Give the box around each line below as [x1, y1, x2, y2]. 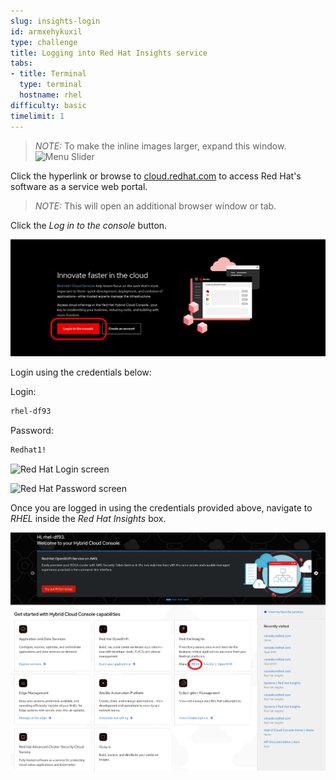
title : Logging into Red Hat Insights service [10, 48, 208, 58]
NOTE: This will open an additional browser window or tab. [34, 200, 277, 212]
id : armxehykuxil [10, 26, 83, 37]
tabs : [10, 58, 33, 69]
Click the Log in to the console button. [10, 219, 168, 231]
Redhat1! [10, 445, 47, 455]
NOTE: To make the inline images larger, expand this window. [34, 140, 287, 152]
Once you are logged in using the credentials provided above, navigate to [10, 501, 313, 514]
